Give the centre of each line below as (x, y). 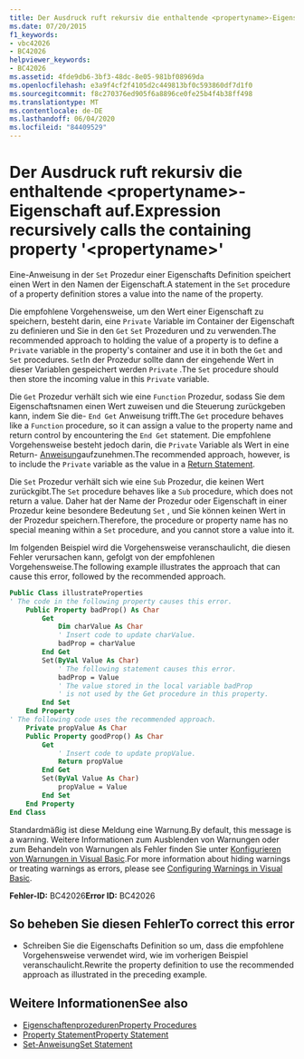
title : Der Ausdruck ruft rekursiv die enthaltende (109, 18)
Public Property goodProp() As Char (95, 736)
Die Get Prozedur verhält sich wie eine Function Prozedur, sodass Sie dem (147, 397)
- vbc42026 (30, 43)
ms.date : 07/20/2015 (48, 26)
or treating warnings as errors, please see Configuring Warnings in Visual (146, 868)
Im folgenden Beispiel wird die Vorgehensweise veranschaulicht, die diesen (150, 547)
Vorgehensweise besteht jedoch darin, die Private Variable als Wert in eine (149, 445)
